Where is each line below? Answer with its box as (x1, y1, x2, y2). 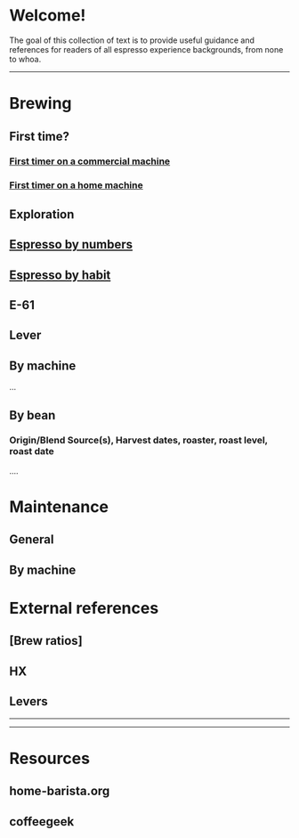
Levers (9, 694, 49, 709)
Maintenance (9, 497, 109, 517)
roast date (9, 445, 55, 458)
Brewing (9, 94, 73, 114)
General (9, 532, 55, 548)
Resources (9, 748, 91, 769)
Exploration (9, 207, 75, 222)
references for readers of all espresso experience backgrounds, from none (9, 44, 284, 54)
